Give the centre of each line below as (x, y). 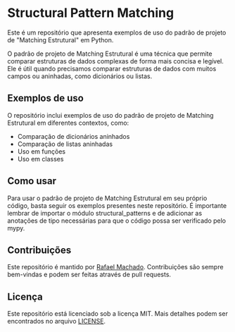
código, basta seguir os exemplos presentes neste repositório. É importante (117, 205)
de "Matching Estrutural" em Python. (61, 39)
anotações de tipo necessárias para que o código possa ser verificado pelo (117, 221)
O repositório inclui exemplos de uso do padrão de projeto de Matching (110, 115)
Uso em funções (41, 151)
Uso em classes (40, 159)
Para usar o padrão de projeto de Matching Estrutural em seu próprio (107, 198)
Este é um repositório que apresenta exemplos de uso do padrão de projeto (117, 32)
